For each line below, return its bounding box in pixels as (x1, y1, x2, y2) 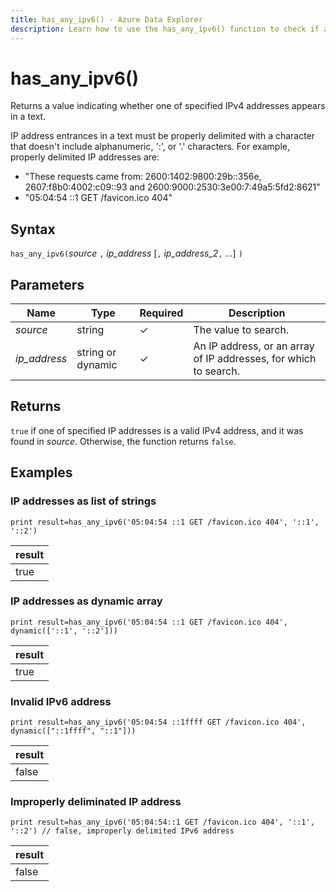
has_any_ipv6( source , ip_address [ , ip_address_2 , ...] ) (10, 247, 243, 260)
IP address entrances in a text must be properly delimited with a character (10, 130, 316, 142)
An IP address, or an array (193, 339, 315, 353)
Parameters (10, 276, 85, 293)
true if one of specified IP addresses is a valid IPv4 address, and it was (10, 424, 304, 436)
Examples (10, 464, 73, 481)
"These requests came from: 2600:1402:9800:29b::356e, (24, 171, 262, 183)
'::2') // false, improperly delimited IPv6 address (10, 826, 235, 836)
